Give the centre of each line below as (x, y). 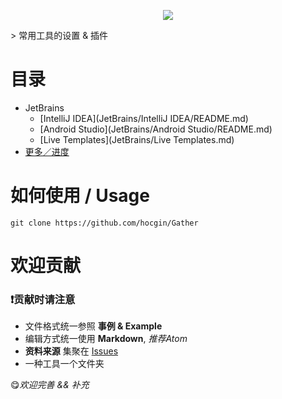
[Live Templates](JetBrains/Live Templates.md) (137, 139)
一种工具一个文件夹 (64, 364)
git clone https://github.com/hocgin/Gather (104, 223)
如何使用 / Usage (80, 196)
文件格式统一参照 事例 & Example (93, 326)
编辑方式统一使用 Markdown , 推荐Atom (106, 339)
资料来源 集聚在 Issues (71, 351)
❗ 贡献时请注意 (43, 299)
